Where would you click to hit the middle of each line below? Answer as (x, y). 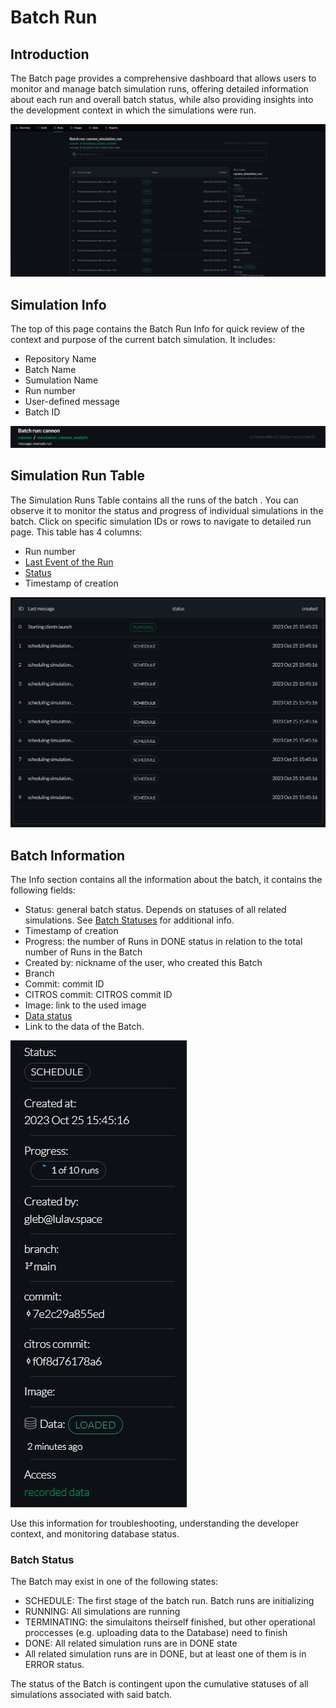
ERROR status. (54, 1665)
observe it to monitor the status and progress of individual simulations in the (167, 510)
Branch (39, 973)
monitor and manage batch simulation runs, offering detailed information (159, 89)
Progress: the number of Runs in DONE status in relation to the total (163, 942)
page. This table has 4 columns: (76, 532)
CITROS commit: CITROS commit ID (98, 995)
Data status (48, 1016)
